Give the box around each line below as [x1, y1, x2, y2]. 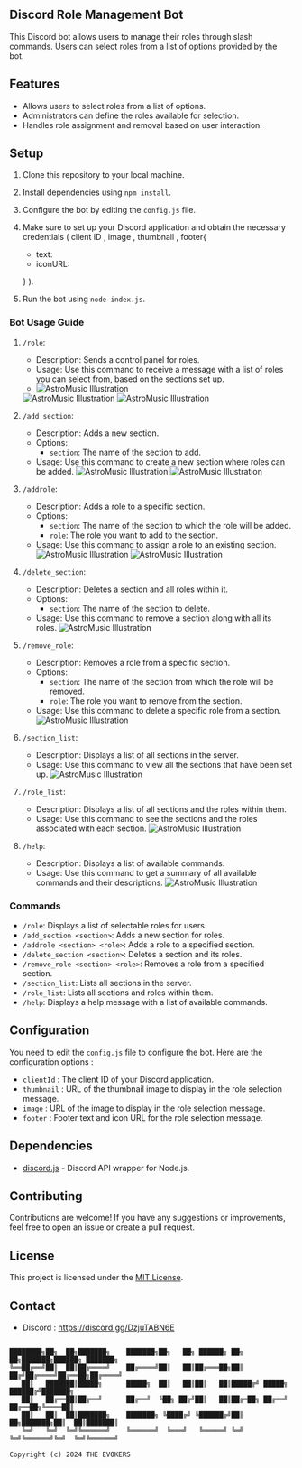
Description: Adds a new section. [35, 428, 160, 439]
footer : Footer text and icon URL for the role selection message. [22, 1112, 263, 1122]
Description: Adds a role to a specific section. [35, 501, 206, 512]
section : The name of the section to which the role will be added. [49, 520, 292, 531]
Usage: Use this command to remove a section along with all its [35, 613, 272, 623]
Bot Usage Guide [9, 316, 85, 328]
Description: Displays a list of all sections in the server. [35, 749, 239, 761]
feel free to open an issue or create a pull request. [9, 1222, 196, 1233]
